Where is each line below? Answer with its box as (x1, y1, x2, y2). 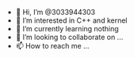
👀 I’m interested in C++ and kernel (15, 16, 128, 25)
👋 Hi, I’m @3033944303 (15, 8, 96, 16)
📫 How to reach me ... (15, 42, 90, 50)
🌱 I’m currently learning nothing (15, 24, 119, 33)
